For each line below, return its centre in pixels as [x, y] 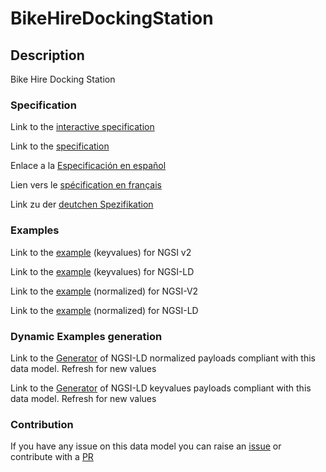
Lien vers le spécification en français [86, 185]
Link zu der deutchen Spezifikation [82, 204]
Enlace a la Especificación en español [88, 166]
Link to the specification [60, 146]
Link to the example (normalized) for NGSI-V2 [104, 291]
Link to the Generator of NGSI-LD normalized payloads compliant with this [163, 358]
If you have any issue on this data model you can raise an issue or [146, 446]
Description [47, 55]
